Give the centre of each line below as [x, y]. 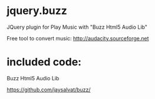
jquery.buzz [37, 11]
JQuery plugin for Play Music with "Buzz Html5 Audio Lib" [77, 27]
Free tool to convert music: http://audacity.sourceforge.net [78, 38]
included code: [44, 62]
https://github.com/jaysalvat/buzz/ [49, 90]
